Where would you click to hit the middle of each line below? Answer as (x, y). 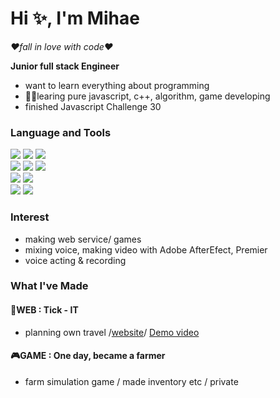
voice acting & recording (75, 260)
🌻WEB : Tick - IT (44, 310)
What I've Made (49, 286)
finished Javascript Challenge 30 (93, 106)
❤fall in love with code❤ (62, 46)
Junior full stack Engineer (65, 66)
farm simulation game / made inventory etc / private (131, 381)
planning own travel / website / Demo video (112, 332)
